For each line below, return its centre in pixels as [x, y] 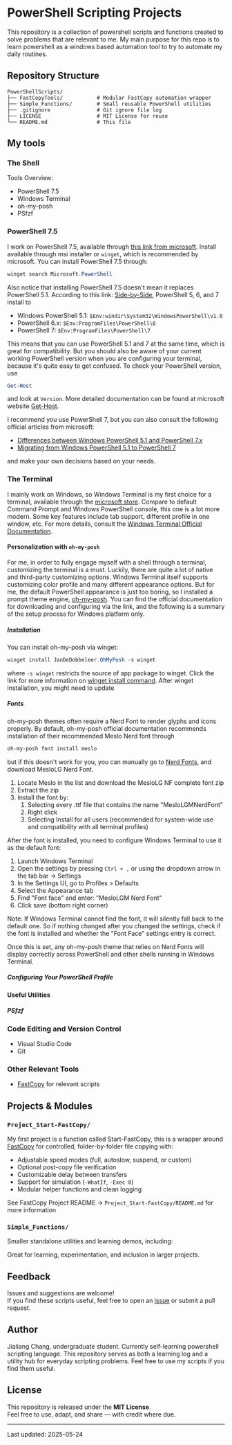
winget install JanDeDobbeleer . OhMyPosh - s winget [81, 659]
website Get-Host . [33, 406]
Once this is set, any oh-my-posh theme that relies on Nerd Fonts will [106, 946]
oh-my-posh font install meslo [52, 748]
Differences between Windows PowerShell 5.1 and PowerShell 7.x [110, 441]
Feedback [29, 1276]
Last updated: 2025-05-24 [45, 1434]
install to [19, 302]
